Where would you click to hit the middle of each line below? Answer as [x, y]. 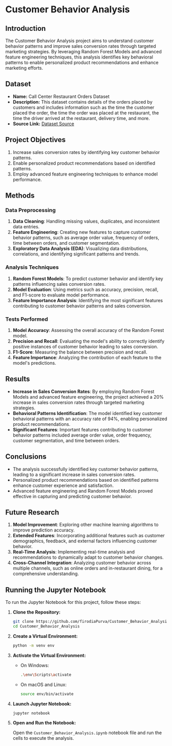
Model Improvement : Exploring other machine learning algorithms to [85, 525]
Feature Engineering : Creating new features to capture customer [82, 232]
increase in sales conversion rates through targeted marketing [79, 402]
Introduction [26, 28]
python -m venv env [34, 645]
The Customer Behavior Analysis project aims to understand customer [80, 41]
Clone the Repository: [36, 612]
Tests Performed [27, 319]
